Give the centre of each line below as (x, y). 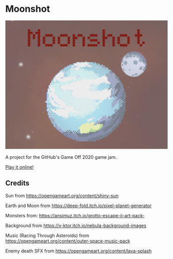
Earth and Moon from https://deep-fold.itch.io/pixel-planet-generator (79, 206)
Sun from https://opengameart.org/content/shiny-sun (62, 195)
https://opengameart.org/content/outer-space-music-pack (68, 241)
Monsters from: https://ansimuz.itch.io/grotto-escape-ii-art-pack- (75, 215)
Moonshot (28, 9)
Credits (18, 183)
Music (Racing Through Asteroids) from (47, 235)
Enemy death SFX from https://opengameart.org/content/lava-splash (79, 251)
